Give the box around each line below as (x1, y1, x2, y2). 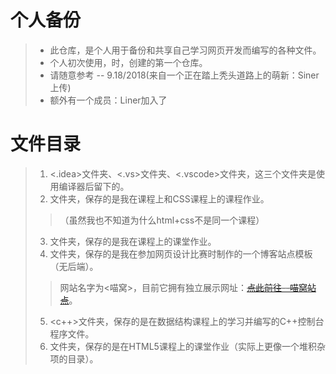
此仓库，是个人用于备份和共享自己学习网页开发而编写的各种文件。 (49, 44, 322, 56)
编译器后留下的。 (58, 180, 130, 192)
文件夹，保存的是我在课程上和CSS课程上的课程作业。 (49, 192, 270, 205)
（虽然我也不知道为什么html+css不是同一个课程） (59, 214, 265, 226)
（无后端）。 (49, 260, 99, 272)
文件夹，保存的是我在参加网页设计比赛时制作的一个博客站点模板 (49, 247, 313, 260)
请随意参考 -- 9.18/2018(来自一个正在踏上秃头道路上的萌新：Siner (49, 69, 320, 81)
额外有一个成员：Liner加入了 (49, 94, 168, 106)
